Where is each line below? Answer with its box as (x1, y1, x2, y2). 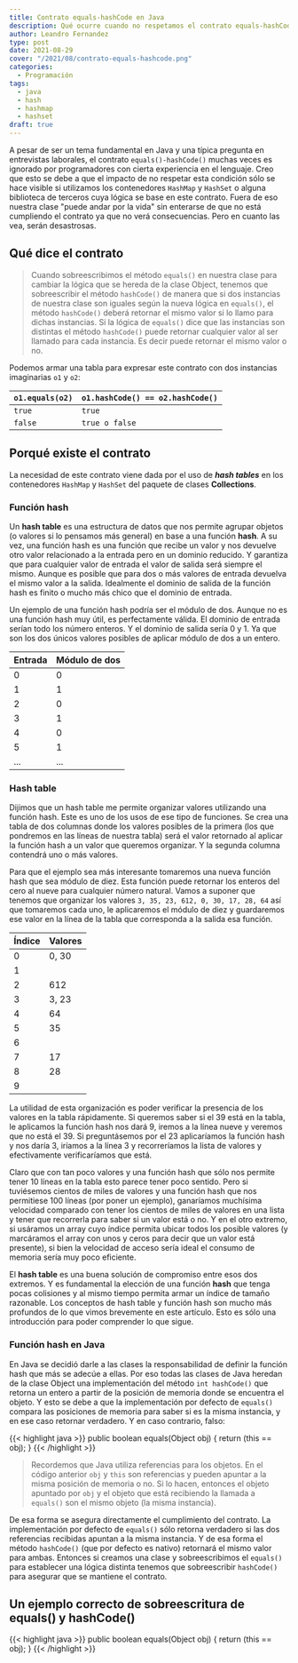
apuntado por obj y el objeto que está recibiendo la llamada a (30, 1487, 255, 1498)
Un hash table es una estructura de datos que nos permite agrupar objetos (9, 521, 284, 531)
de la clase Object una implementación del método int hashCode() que (9, 1378, 269, 1388)
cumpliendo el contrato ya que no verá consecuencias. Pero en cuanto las (9, 211, 280, 221)
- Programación (17, 71, 74, 80)
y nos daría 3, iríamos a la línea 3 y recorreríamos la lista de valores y (9, 1141, 262, 1151)
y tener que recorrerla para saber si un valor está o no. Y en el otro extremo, (9, 1214, 288, 1225)
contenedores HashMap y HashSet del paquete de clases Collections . (9, 479, 257, 489)
